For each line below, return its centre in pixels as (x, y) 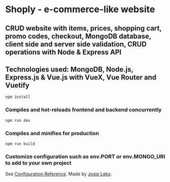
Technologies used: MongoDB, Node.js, (69, 69)
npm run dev (18, 120)
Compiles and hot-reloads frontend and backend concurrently (83, 110)
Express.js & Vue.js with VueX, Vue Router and (81, 77)
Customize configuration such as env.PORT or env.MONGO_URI (85, 157)
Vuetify (17, 85)
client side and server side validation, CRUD (76, 44)
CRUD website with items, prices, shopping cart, (83, 28)
